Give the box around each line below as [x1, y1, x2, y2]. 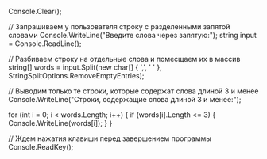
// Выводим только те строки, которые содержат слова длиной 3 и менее [8, 86, 259, 96]
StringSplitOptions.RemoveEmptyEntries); [8, 71, 145, 80]
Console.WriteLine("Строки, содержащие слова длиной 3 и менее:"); [8, 95, 242, 104]
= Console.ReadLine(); [8, 39, 82, 48]
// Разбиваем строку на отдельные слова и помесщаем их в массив [8, 55, 241, 63]
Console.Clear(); [8, 7, 62, 16]
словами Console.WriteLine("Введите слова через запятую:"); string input [8, 31, 257, 40]
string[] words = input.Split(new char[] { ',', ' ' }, [8, 62, 162, 72]
